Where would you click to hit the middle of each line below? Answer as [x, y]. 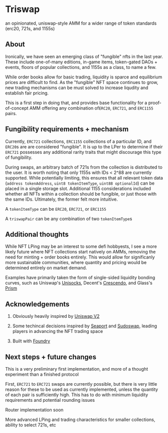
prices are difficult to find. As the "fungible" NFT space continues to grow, [82, 82]
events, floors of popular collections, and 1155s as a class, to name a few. [81, 67]
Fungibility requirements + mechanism [67, 129]
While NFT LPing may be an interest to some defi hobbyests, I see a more [81, 246]
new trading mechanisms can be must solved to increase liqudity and [77, 88]
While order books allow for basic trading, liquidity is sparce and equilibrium [84, 77]
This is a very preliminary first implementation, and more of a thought [77, 369]
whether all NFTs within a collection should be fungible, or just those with [81, 194]
